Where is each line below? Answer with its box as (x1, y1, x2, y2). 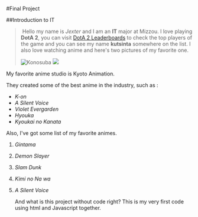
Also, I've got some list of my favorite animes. (6, 130, 117, 136)
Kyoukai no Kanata (14, 118, 61, 125)
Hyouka (14, 112, 34, 119)
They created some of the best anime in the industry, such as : (6, 82, 158, 88)
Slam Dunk (14, 164, 42, 170)
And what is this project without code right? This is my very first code (14, 198, 184, 205)
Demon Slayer (14, 153, 50, 159)
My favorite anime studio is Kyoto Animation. (6, 70, 115, 77)
